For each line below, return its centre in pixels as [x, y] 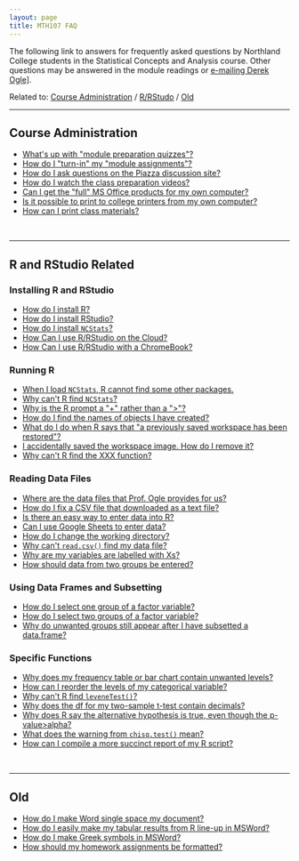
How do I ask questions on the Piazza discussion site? [121, 173]
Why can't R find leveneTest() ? [80, 696]
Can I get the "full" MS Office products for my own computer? [135, 192]
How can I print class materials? [81, 211]
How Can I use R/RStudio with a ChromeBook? [107, 347]
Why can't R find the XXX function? [87, 455]
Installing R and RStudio [62, 290]
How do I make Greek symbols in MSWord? [101, 837]
